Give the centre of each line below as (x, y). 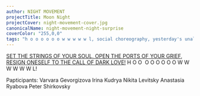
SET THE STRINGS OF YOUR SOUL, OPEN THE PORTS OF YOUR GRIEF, (94, 56)
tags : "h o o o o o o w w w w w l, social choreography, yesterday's (94, 39)
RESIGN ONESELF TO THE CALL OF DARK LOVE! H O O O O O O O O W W (98, 62)
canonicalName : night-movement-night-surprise (65, 28)
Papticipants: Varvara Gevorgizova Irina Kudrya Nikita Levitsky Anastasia (95, 80)
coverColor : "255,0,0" (34, 34)
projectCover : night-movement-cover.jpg (57, 23)
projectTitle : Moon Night (38, 17)
